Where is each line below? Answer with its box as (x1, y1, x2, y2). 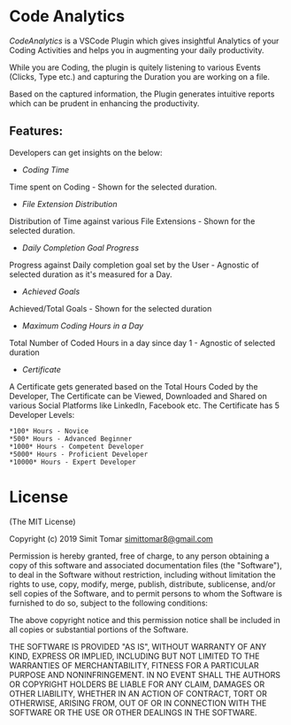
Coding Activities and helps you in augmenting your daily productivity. (9, 44, 264, 55)
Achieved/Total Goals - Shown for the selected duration (9, 303, 212, 313)
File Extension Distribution (21, 198, 118, 209)
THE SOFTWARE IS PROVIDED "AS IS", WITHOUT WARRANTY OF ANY (9, 641, 267, 652)
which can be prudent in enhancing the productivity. (9, 97, 200, 108)
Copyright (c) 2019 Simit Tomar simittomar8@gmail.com (9, 533, 214, 544)
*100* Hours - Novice (9, 427, 89, 436)
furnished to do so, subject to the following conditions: (9, 598, 208, 608)
